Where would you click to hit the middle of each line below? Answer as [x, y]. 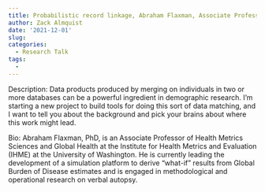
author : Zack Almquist [45, 23]
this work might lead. [42, 122]
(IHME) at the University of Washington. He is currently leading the [116, 154]
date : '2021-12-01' [40, 30]
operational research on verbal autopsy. [73, 179]
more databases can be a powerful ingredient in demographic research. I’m [131, 97]
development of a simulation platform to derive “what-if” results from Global [131, 163]
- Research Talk [42, 52]
